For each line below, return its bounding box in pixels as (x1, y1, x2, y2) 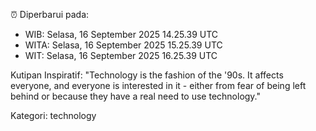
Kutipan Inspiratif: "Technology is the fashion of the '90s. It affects (10, 69, 284, 81)
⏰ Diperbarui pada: (10, 9, 90, 20)
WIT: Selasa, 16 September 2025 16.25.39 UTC (24, 50, 218, 61)
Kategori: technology (10, 110, 97, 121)
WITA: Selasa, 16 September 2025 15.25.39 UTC (24, 39, 223, 51)
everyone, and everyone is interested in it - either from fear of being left (10, 80, 307, 91)
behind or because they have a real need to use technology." (10, 90, 262, 102)
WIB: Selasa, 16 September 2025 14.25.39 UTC (24, 29, 219, 40)
